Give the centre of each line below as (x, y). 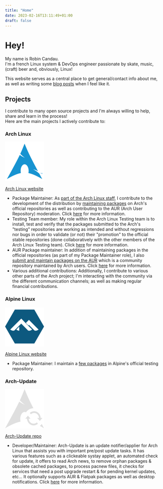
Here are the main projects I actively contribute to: (55, 122)
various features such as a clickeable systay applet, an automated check (85, 456)
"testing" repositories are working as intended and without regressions (83, 229)
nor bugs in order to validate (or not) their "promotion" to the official (80, 235)
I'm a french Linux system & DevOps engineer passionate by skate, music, (80, 64)
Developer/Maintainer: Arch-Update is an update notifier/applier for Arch (85, 446)
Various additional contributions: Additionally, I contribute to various (80, 271)
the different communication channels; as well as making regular (77, 281)
